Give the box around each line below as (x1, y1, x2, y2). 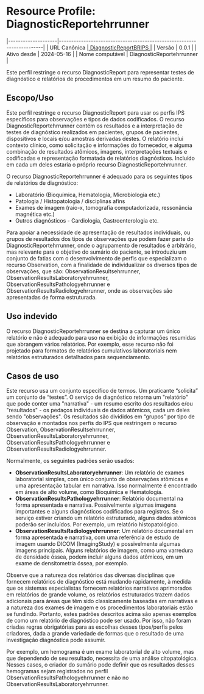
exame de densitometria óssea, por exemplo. (15, 560, 128, 567)
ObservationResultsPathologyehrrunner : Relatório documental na (15, 495, 184, 503)
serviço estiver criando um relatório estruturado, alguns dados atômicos (15, 514, 197, 522)
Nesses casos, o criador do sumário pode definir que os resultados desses (6, 661, 195, 668)
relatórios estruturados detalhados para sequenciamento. (6, 353, 151, 360)
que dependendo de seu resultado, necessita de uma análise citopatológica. (6, 654, 198, 662)
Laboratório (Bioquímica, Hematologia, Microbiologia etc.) (15, 191, 160, 198)
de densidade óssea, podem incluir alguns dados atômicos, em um (15, 553, 183, 560)
